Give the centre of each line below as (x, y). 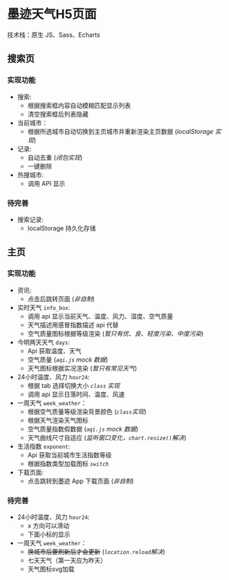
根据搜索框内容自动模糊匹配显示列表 (79, 105)
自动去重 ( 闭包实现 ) (55, 157)
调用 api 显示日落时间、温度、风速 (76, 394)
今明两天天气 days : (44, 342)
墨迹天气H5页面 (52, 14)
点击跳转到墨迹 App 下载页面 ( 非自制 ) (81, 481)
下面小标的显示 (49, 534)
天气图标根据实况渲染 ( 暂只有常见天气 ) (82, 368)
